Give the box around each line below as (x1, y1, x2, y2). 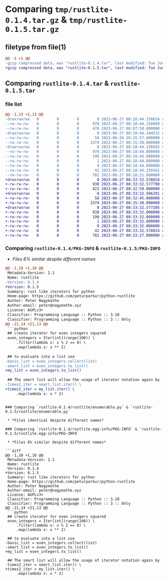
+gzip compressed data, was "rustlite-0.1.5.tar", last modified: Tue (5, 65, 155, 70)
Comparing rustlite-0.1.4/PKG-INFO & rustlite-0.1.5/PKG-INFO (5, 244, 161, 251)
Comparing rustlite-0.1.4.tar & (5, 79, 109, 88)
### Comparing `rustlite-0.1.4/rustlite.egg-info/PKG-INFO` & (5, 426, 137, 431)
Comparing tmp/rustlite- (5, 3, 113, 15)
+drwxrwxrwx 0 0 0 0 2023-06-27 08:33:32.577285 (5, 205, 160, 210)
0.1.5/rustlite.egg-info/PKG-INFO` (5, 431, 79, 436)
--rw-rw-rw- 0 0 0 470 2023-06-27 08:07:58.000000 (5, 126, 160, 131)
